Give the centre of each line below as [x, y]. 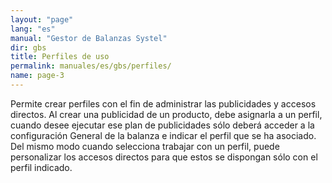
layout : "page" [42, 19]
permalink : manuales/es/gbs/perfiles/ [91, 66]
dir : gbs [28, 47]
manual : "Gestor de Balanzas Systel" [89, 38]
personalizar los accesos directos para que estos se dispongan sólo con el [164, 157]
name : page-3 [37, 76]
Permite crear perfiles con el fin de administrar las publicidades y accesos [163, 103]
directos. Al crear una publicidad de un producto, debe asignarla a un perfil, [166, 114]
